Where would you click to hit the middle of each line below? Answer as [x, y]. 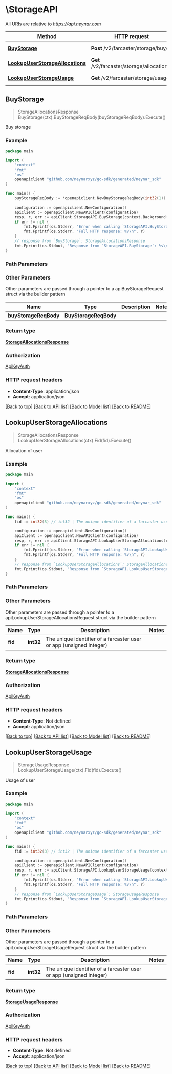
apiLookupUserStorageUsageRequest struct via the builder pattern [76, 947]
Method [47, 36]
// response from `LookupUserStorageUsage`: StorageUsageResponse [87, 894]
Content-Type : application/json [46, 391]
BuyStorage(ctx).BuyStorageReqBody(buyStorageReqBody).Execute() [92, 117]
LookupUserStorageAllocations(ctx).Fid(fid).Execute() [74, 440]
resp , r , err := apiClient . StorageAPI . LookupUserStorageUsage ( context [91, 870]
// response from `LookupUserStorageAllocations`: [70, 564]
